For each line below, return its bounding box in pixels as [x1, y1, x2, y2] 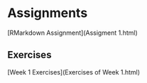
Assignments [7, 5, 88, 21]
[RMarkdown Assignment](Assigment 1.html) [7, 28, 138, 37]
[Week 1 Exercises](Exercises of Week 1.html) [7, 67, 141, 76]
